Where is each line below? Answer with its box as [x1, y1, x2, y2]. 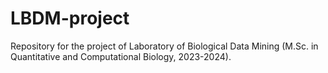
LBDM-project [10, 7, 130, 30]
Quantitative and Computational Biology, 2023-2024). [10, 50, 232, 62]
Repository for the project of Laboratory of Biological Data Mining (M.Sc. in [10, 40, 319, 52]
